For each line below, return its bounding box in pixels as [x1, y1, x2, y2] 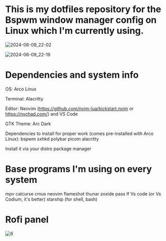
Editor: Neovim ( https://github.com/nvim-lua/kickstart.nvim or [5, 105, 134, 112]
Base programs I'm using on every [5, 163, 152, 175]
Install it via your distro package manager [5, 146, 92, 152]
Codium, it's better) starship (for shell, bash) [5, 196, 98, 202]
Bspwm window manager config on [5, 14, 157, 26]
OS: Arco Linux [5, 86, 37, 92]
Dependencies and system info [5, 69, 139, 81]
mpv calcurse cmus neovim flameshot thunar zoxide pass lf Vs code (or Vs [5, 190, 161, 197]
